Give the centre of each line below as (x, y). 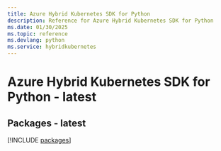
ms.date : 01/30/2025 (38, 27)
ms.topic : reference (38, 34)
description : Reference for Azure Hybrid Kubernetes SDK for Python (110, 21)
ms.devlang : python (36, 40)
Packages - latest (47, 123)
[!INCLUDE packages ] (39, 140)
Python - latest (52, 97)
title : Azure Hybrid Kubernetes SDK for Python (79, 14)
